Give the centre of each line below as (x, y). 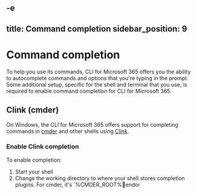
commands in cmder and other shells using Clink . (68, 131)
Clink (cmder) (33, 110)
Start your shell (34, 172)
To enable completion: (34, 160)
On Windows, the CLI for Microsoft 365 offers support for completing (92, 124)
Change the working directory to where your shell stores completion (100, 178)
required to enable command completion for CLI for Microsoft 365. (89, 91)
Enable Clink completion (43, 147)
